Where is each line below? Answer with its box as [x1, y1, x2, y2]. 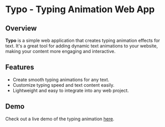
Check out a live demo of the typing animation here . [5, 116, 114, 122]
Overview [5, 24, 37, 33]
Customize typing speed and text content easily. [12, 82, 115, 88]
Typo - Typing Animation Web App [5, 4, 155, 15]
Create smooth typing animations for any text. [12, 77, 110, 83]
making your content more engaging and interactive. [5, 48, 116, 54]
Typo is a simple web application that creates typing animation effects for [5, 37, 160, 43]
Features [5, 63, 34, 72]
